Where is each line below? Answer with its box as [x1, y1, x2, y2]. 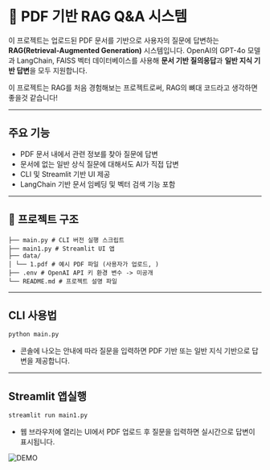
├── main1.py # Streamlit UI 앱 [8, 245, 115, 253]
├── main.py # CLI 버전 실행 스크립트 [8, 236, 125, 244]
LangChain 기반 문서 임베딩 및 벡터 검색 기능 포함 [19, 179, 176, 189]
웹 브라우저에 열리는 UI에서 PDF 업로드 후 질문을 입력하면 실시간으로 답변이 [19, 427, 256, 436]
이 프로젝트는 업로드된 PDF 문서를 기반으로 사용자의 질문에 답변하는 [8, 35, 219, 45]
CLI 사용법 [8, 308, 58, 322]
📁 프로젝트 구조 [8, 212, 79, 226]
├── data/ [8, 251, 42, 260]
